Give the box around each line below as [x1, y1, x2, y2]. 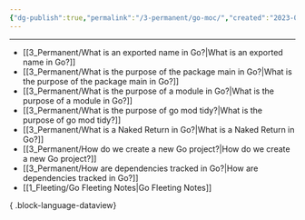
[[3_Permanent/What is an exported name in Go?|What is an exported [22, 46, 283, 57]
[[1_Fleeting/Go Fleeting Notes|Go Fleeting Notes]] [22, 182, 212, 193]
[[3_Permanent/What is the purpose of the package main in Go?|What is [22, 65, 292, 77]
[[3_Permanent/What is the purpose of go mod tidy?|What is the [22, 105, 263, 115]
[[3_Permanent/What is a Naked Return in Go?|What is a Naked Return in [22, 124, 295, 135]
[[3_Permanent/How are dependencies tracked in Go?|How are [22, 163, 259, 174]
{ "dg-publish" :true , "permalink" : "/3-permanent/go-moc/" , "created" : [9, 13, 271, 23]
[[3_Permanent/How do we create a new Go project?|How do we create [22, 143, 290, 155]
